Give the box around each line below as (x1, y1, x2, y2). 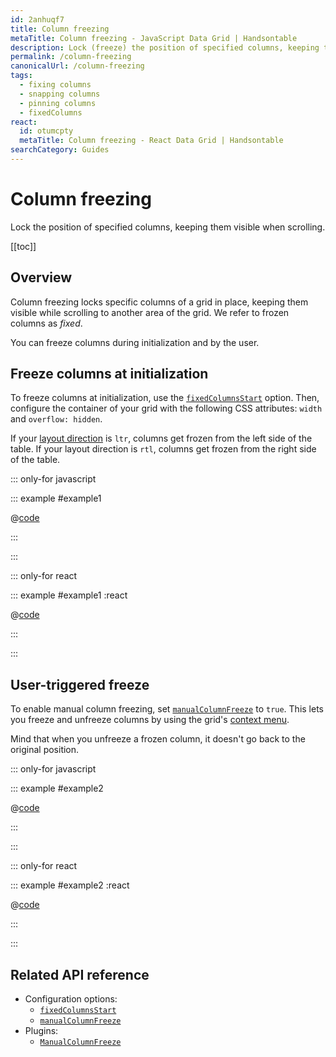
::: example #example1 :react (10, 589, 128, 601)
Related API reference (10, 966, 150, 983)
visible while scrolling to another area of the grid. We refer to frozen (10, 306, 290, 318)
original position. (10, 744, 80, 756)
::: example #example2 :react (10, 879, 130, 891)
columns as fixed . (10, 317, 83, 329)
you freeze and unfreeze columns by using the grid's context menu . (10, 714, 290, 726)
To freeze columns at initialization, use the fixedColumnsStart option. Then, (10, 392, 320, 404)
